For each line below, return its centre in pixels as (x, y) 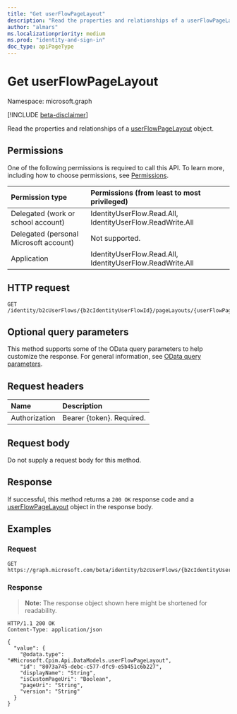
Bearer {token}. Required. (104, 418)
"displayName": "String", (58, 673)
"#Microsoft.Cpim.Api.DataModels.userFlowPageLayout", (90, 660)
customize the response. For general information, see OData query (104, 357)
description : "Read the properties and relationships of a (96, 20)
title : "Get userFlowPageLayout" (56, 14)
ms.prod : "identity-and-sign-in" (56, 40)
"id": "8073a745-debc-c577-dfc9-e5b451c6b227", (91, 667)
